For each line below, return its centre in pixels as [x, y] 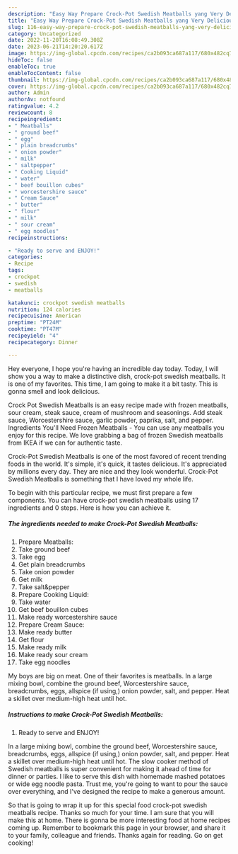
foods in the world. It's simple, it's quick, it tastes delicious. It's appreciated [118, 464]
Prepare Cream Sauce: [51, 625]
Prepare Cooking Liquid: [53, 594]
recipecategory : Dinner [43, 342]
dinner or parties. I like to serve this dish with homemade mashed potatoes [117, 776]
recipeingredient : [35, 119]
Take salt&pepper [44, 587]
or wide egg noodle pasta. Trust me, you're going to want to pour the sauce [118, 784]
